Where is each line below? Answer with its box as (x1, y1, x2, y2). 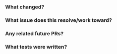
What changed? (5, 3, 45, 10)
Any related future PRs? (5, 30, 63, 37)
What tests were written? (5, 43, 67, 50)
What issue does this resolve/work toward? (5, 16, 113, 23)
